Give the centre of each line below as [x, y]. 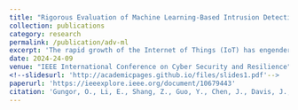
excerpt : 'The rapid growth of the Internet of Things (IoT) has [132, 51]
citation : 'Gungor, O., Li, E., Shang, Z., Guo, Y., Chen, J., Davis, [142, 91]
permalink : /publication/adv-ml [69, 42]
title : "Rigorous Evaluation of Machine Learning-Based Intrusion [134, 17]
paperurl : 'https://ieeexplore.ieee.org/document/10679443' [123, 83]
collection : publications [57, 26]
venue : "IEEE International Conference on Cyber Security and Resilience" [150, 67]
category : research [45, 34]
